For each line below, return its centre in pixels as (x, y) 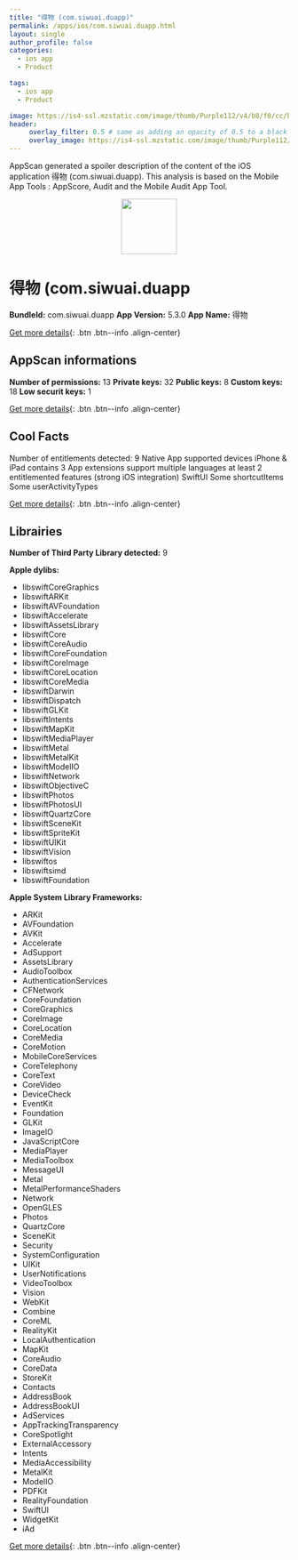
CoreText (39, 1075)
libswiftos (39, 861)
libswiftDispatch (51, 701)
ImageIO (37, 1132)
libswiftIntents (47, 720)
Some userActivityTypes (54, 486)
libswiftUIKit (44, 842)
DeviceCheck (47, 1094)
